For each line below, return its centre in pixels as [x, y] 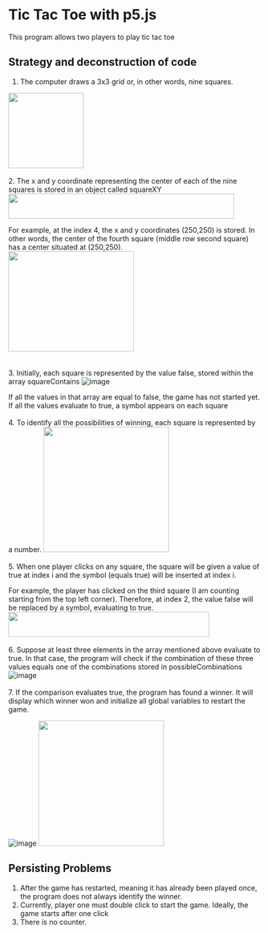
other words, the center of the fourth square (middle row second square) [128, 238]
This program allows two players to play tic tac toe [91, 37]
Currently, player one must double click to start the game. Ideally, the [134, 905]
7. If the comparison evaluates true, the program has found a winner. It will [131, 692]
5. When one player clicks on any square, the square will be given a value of [134, 566]
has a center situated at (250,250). [65, 247]
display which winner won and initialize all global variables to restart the [127, 700]
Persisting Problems [60, 868]
